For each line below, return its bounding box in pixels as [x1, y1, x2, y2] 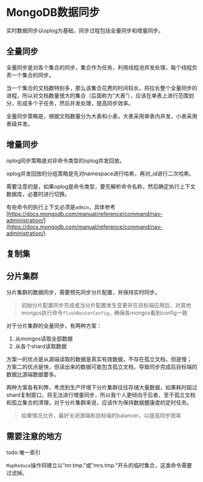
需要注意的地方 [6, 431, 62, 442]
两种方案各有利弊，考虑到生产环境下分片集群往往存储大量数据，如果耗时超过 [6, 383, 198, 391]
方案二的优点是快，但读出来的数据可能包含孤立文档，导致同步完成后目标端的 [6, 363, 198, 370]
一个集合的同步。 [11, 71, 55, 79]
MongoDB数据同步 [6, 5, 100, 19]
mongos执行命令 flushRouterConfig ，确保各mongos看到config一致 [21, 309, 188, 316]
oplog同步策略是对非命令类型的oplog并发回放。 [6, 156, 125, 164]
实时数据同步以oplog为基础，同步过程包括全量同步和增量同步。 [6, 27, 164, 34]
